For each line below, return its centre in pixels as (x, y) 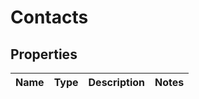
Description (116, 82)
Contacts (49, 17)
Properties (44, 54)
